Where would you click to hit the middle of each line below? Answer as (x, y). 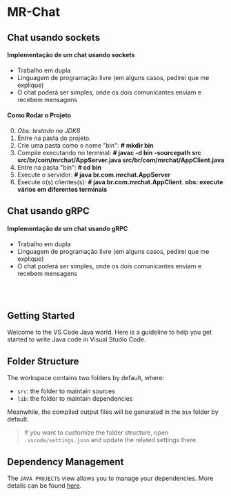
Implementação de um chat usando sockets (71, 55)
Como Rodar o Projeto (39, 115)
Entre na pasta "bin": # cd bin (59, 167)
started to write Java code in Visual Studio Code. (77, 339)
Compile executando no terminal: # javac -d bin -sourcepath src (109, 152)
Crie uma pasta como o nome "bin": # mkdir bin (85, 145)
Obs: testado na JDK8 (49, 130)
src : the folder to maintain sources (66, 391)
